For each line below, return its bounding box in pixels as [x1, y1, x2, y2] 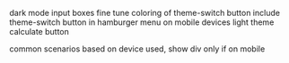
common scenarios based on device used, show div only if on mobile [9, 43, 266, 54]
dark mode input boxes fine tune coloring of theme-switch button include [9, 8, 281, 18]
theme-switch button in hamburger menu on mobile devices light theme [9, 17, 275, 28]
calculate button [9, 27, 69, 36]
